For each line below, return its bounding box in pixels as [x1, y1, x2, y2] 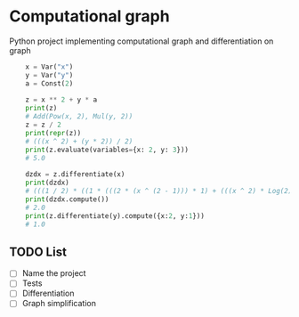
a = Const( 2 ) [25, 78, 74, 88]
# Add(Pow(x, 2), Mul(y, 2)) [25, 112, 133, 121]
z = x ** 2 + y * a [25, 95, 98, 104]
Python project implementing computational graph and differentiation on [9, 36, 274, 46]
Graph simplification [21, 298, 96, 309]
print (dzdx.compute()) [25, 194, 109, 204]
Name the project [21, 268, 86, 279]
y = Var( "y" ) [25, 70, 74, 79]
